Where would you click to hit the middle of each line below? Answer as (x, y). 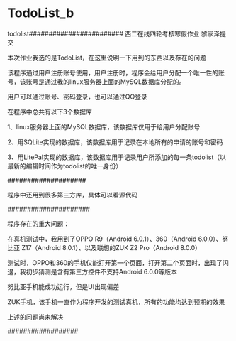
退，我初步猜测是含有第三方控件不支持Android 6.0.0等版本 (92, 271)
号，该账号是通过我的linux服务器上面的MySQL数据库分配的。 (96, 81)
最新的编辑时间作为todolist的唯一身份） (65, 166)
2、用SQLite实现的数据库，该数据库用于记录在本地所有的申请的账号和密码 (115, 142)
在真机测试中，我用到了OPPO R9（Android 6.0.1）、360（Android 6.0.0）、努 (118, 239)
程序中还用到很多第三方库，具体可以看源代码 (73, 195)
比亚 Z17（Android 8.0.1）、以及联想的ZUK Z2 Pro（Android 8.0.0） (105, 247)
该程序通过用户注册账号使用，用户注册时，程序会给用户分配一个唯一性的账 (116, 72)
